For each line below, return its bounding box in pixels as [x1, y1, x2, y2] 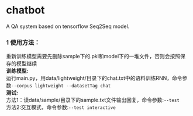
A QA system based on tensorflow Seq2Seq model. [6, 23, 130, 30]
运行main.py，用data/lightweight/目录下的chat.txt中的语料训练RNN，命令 [6, 75, 182, 82]
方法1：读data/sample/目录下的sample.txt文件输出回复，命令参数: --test [6, 97, 180, 104]
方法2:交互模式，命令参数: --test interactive [6, 104, 116, 111]
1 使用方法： [6, 38, 40, 47]
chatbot [6, 3, 45, 17]
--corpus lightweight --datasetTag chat [11, 83, 111, 89]
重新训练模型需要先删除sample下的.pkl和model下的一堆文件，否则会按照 [6, 53, 181, 60]
